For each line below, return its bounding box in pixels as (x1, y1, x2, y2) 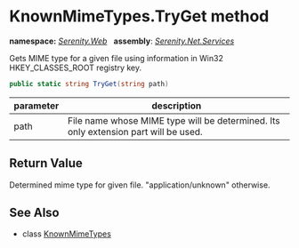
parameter (13, 100, 60, 112)
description (151, 100, 202, 112)
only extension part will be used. (68, 125, 203, 138)
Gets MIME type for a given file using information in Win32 (9, 52, 224, 63)
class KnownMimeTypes (21, 228, 111, 239)
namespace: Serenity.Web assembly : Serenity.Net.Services (9, 36, 235, 46)
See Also (9, 205, 60, 220)
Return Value (9, 156, 83, 171)
